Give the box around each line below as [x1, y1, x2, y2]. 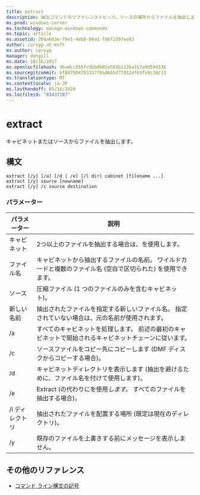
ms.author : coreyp [6, 48, 52, 54]
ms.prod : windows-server [6, 20, 68, 26]
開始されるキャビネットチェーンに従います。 [66, 334, 191, 342]
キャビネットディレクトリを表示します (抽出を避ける [36, 365, 183, 373]
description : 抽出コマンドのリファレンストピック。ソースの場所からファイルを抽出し [6, 14, 191, 20]
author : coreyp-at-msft [6, 42, 65, 48]
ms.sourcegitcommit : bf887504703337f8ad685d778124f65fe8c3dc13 [6, 70, 167, 76]
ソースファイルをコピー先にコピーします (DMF [36, 344, 167, 353]
